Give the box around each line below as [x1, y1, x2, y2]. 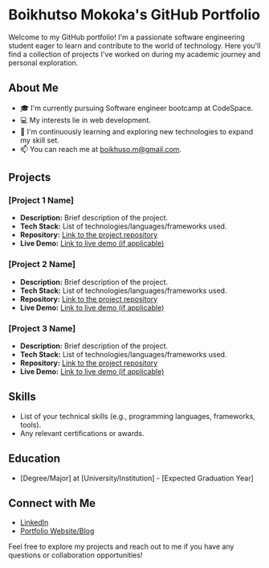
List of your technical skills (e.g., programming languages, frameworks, [19, 411, 255, 421]
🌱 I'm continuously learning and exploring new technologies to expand [19, 126, 254, 136]
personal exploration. [8, 58, 79, 68]
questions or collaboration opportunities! [8, 550, 143, 560]
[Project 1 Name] [8, 195, 75, 206]
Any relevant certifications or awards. [19, 428, 145, 438]
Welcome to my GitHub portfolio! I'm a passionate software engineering [8, 32, 245, 42]
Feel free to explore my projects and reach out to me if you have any [8, 541, 234, 552]
